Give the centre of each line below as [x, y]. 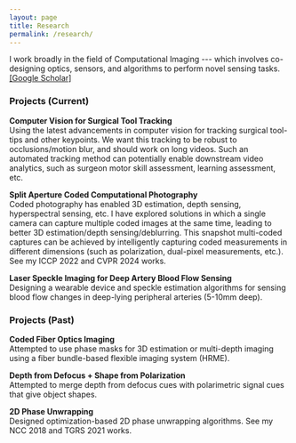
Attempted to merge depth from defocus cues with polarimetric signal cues [147, 384]
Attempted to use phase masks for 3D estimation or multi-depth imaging [141, 349]
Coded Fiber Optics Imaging [62, 339]
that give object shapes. [53, 394]
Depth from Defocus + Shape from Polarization [97, 375]
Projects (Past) [42, 319]
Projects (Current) [49, 101]
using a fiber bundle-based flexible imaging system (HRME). [120, 358]
